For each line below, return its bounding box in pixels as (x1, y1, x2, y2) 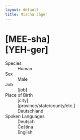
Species (5, 60, 22, 66)
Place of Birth (5, 92, 33, 98)
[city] (17, 98, 29, 104)
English (17, 129, 33, 135)
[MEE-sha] (5, 33, 50, 45)
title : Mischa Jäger (5, 12, 48, 17)
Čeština (17, 124, 33, 130)
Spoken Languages (5, 113, 45, 120)
